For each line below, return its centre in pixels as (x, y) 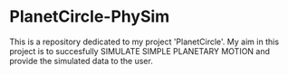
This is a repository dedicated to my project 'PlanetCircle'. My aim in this (144, 42)
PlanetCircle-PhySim (90, 17)
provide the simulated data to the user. (82, 61)
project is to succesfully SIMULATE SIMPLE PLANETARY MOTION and (139, 51)
